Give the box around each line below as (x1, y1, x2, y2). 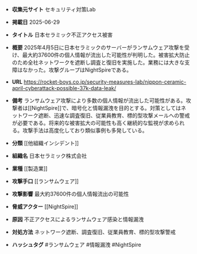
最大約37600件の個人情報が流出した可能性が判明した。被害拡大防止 (22, 51, 190, 59)
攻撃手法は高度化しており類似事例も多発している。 (22, 127, 148, 134)
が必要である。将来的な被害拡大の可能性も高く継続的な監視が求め (11, 120, 174, 126)
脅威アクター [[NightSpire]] (11, 203, 79, 210)
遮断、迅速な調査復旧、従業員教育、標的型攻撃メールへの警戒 (38, 112, 190, 119)
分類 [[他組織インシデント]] (11, 140, 79, 146)
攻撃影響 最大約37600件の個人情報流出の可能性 (11, 191, 130, 197)
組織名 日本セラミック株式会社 (11, 152, 87, 159)
